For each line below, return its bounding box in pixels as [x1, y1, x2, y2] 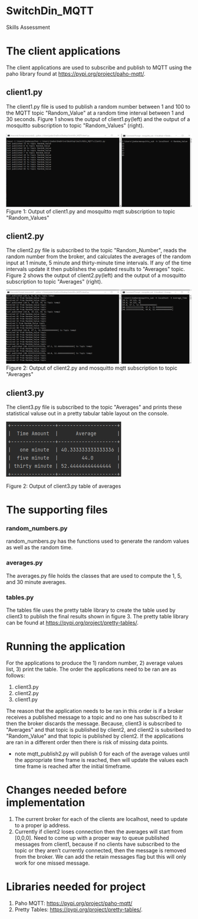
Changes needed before [6, 784, 127, 797]
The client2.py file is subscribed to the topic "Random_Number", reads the [6, 247, 187, 254]
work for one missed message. [14, 859, 90, 866]
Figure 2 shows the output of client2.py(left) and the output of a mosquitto [6, 272, 187, 279]
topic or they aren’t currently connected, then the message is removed [14, 846, 187, 854]
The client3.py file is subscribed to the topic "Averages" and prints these [6, 403, 182, 410]
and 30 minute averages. [6, 578, 67, 585]
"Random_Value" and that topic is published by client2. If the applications [6, 732, 184, 739]
